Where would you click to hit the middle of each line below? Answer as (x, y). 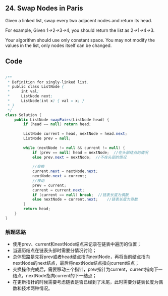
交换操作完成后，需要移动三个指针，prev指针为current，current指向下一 (88, 269)
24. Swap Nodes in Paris (44, 8)
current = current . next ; (58, 190)
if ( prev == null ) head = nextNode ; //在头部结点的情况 (90, 153)
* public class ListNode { (36, 87)
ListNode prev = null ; (47, 138)
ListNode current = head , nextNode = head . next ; (75, 134)
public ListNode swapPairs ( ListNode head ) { (62, 120)
